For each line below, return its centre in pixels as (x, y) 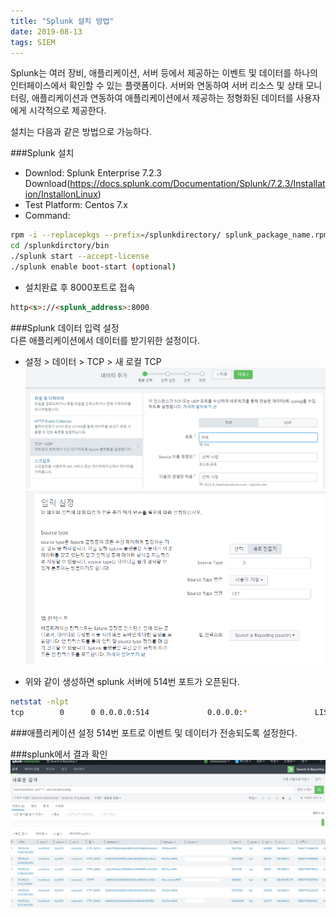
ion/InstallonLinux (61, 194)
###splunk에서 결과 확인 (59, 754)
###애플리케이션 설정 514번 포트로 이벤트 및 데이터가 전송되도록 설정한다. (154, 732)
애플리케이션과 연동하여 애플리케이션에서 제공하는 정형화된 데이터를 (162, 98)
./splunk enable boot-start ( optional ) (93, 267)
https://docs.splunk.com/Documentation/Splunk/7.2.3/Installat (197, 184)
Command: (47, 216)
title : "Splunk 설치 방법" (62, 21)
